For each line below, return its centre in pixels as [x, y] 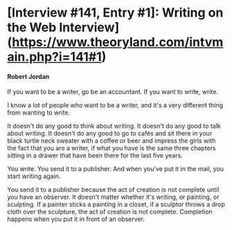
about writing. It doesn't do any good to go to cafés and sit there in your [110, 134]
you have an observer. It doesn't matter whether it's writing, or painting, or [113, 197]
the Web [32, 27]
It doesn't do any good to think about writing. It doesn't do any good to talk [114, 126]
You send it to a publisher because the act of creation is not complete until [113, 190]
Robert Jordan [28, 76]
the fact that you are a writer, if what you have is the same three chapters [111, 148]
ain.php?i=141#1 [54, 57]
